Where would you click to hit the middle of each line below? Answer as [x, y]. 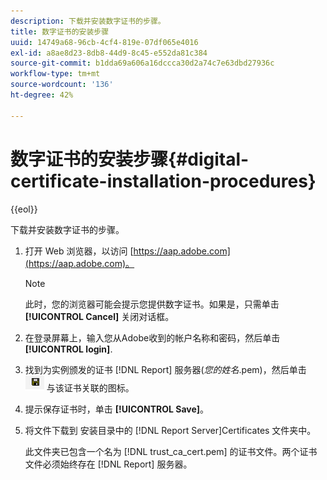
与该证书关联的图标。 [90, 387]
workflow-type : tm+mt [55, 74]
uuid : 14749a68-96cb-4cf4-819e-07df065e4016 [104, 42]
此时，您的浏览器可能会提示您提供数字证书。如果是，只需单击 [152, 304]
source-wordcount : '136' [62, 85]
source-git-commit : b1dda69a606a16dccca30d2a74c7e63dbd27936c [142, 63]
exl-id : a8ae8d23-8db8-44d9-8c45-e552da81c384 [109, 53]
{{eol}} [24, 209]
